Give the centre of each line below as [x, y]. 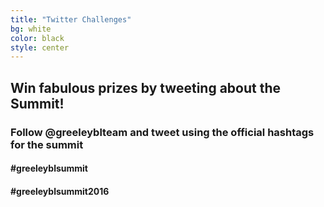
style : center [40, 47]
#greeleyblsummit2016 [60, 191]
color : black [37, 38]
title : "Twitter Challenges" [71, 19]
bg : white [31, 29]
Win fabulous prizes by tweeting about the [146, 87]
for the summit [47, 144]
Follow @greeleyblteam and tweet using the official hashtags [162, 132]
